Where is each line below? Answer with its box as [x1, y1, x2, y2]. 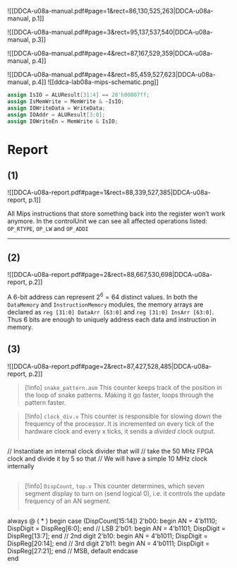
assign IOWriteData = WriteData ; [7, 105, 106, 112]
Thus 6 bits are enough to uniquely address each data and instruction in [7, 315, 217, 324]
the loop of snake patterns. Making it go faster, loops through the [24, 391, 214, 399]
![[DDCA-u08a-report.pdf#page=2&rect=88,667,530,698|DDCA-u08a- [7, 271, 213, 279]
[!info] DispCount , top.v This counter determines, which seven [24, 481, 205, 490]
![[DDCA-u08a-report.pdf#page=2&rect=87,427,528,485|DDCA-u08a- [7, 362, 212, 370]
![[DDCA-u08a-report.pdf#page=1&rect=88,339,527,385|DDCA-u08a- [7, 188, 211, 197]
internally [7, 461, 35, 470]
